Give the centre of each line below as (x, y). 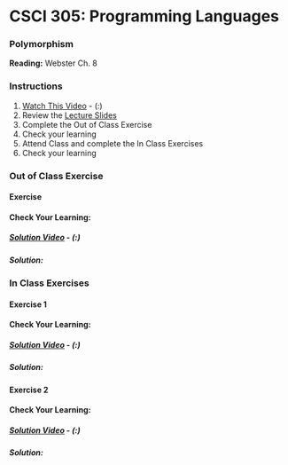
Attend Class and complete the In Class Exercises (113, 143)
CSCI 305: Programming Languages (144, 16)
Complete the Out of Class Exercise (87, 124)
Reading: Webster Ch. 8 (53, 63)
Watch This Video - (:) (62, 106)
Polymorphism (41, 44)
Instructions (36, 86)
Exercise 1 (28, 304)
